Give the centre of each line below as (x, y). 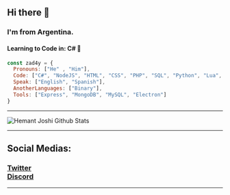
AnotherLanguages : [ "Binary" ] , (58, 89)
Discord (21, 177)
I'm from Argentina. (40, 32)
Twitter (20, 168)
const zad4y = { (30, 63)
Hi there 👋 (28, 13)
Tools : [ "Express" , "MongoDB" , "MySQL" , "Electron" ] (90, 94)
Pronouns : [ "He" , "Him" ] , (52, 69)
